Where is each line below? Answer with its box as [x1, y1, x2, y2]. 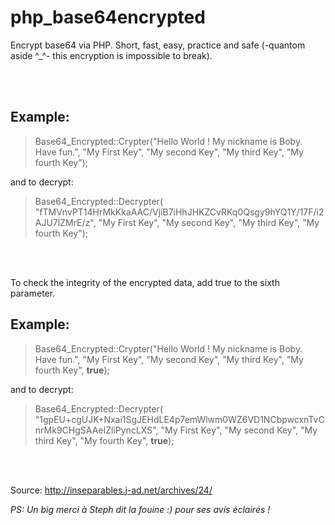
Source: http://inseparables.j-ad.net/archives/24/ [10, 484, 213, 496]
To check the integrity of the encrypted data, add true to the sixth [10, 276, 280, 288]
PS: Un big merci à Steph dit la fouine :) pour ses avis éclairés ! [10, 503, 271, 515]
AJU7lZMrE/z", [34, 216, 97, 228]
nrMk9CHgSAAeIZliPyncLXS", [34, 424, 159, 436]
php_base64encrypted [10, 6, 206, 29]
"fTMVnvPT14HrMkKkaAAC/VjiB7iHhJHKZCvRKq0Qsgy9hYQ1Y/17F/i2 [34, 206, 325, 218]
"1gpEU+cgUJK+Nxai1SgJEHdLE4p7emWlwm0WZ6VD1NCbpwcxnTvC [34, 413, 325, 425]
